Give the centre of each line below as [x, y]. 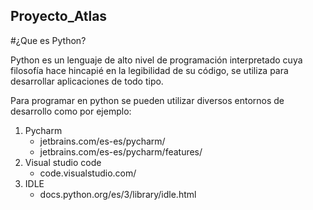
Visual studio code [63, 162]
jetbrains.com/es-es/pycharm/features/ [121, 151]
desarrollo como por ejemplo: [71, 111]
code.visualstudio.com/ [88, 173]
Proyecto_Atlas [59, 16]
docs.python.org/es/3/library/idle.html [118, 194]
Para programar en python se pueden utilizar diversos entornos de [147, 100]
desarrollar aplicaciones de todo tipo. [87, 81]
